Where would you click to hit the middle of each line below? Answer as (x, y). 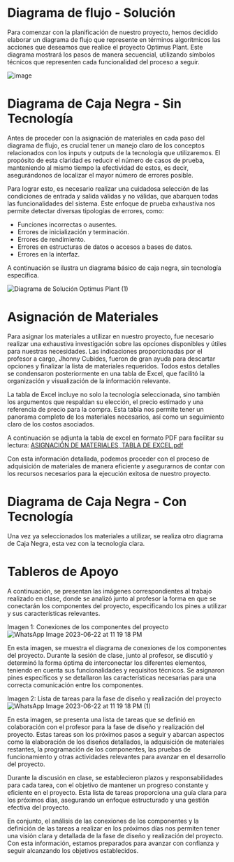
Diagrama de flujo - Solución (92, 13)
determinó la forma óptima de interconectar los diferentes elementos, (107, 663)
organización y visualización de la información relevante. (89, 381)
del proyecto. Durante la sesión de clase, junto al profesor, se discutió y (110, 655)
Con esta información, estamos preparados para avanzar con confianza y (113, 843)
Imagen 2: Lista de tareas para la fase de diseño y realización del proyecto (114, 698)
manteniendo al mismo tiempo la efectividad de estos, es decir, (98, 167)
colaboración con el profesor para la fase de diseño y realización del (106, 727)
